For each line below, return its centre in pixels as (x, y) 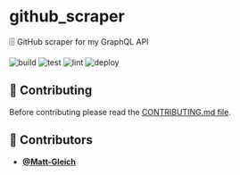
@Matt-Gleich (49, 162)
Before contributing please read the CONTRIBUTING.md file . (120, 112)
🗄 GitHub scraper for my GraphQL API (79, 41)
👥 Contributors (51, 140)
